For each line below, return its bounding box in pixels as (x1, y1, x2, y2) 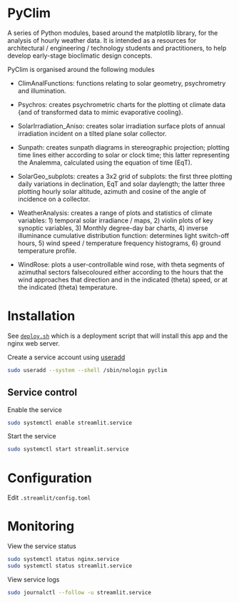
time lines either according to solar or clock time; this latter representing (17, 150, 230, 159)
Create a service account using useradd (7, 353, 126, 361)
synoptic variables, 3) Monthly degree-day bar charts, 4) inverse (17, 223, 208, 232)
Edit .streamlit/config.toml (7, 493, 91, 502)
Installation (7, 308, 76, 324)
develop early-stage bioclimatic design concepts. (7, 51, 153, 60)
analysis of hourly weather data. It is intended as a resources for (7, 36, 197, 44)
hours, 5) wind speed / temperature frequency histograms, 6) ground (17, 239, 221, 247)
